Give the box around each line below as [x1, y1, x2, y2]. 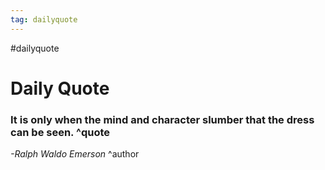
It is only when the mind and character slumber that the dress [10, 112, 315, 126]
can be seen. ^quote [10, 125, 111, 139]
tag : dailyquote [10, 14, 78, 25]
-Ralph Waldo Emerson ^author [10, 148, 140, 160]
